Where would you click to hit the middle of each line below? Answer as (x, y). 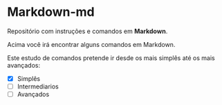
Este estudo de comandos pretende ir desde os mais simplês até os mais (111, 58)
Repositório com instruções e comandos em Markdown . (87, 31)
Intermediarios (38, 86)
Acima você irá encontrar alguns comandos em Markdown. (91, 44)
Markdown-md (51, 12)
